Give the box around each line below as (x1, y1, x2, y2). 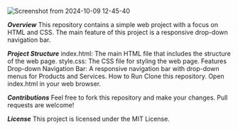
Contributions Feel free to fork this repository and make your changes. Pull (7, 93, 228, 102)
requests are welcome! (7, 101, 75, 109)
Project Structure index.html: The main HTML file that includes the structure (7, 50, 231, 58)
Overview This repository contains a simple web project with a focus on (7, 21, 219, 28)
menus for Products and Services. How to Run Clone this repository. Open (7, 72, 225, 80)
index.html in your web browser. (7, 80, 102, 88)
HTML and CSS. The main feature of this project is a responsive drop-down (7, 28, 229, 36)
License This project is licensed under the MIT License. (7, 114, 171, 123)
